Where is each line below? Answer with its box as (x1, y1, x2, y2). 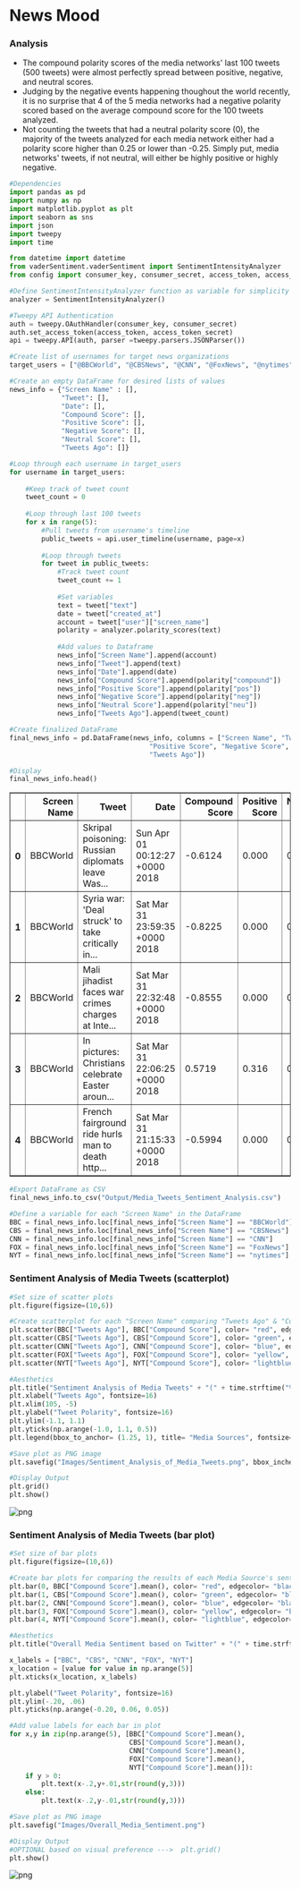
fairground (82, 1117, 127, 1129)
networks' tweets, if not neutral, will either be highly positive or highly (21, 153, 279, 164)
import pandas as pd (9, 188, 87, 197)
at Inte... (82, 1019, 117, 1032)
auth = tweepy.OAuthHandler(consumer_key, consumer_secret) (9, 319, 238, 328)
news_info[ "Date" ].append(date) (56, 668, 178, 676)
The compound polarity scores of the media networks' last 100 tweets (21, 57, 280, 68)
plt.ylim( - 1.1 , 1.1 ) (9, 1417, 87, 1425)
